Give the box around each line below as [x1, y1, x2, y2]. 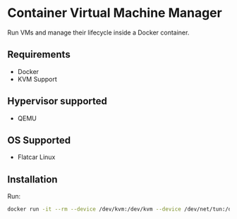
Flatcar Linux [17, 153, 56, 161]
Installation [7, 173, 58, 185]
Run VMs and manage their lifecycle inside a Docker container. [7, 28, 190, 37]
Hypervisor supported [7, 95, 108, 107]
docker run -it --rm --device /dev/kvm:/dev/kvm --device [7, 206, 181, 213]
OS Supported [7, 134, 71, 146]
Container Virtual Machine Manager [7, 5, 222, 21]
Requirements [7, 49, 71, 61]
